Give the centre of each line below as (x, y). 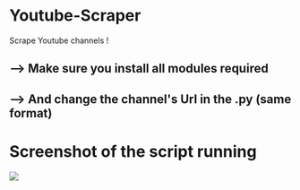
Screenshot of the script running (133, 151)
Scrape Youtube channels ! (59, 40)
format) (31, 113)
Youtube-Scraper (75, 16)
